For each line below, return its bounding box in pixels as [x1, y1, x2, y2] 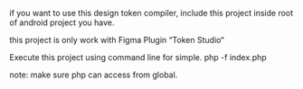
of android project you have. [9, 17, 115, 28]
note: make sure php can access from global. [9, 69, 178, 80]
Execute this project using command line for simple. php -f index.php [9, 52, 267, 62]
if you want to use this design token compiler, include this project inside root [9, 8, 294, 18]
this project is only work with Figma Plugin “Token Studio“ [9, 35, 224, 45]
